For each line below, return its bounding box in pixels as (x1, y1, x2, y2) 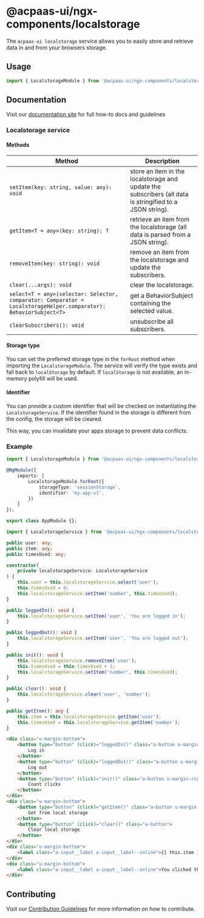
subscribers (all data (130, 190, 189, 198)
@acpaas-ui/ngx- (6, 4, 98, 18)
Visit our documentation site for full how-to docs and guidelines (6, 111, 166, 118)
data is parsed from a (130, 230, 191, 238)
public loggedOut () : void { (6, 629, 78, 636)
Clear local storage (28, 827, 80, 833)
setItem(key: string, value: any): (9, 184, 112, 190)
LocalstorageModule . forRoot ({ (28, 478, 104, 484)
